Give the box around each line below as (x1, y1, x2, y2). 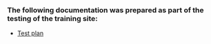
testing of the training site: (7, 14, 98, 23)
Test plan (17, 29, 43, 37)
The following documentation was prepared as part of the (7, 5, 205, 15)
